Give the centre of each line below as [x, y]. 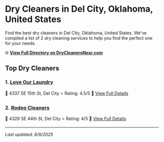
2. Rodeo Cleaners [27, 107]
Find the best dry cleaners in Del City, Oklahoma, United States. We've [76, 33]
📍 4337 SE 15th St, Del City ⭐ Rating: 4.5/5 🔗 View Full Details [67, 93]
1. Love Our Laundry [29, 82]
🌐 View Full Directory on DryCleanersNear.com [54, 53]
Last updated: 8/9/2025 [29, 134]
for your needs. [20, 43]
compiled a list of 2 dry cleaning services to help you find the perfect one [79, 38]
